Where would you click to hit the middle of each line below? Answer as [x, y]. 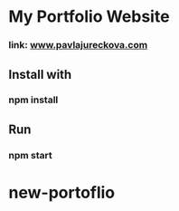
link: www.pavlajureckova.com [78, 45]
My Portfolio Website [89, 17]
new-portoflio [62, 192]
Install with [40, 74]
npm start [31, 155]
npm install [33, 100]
